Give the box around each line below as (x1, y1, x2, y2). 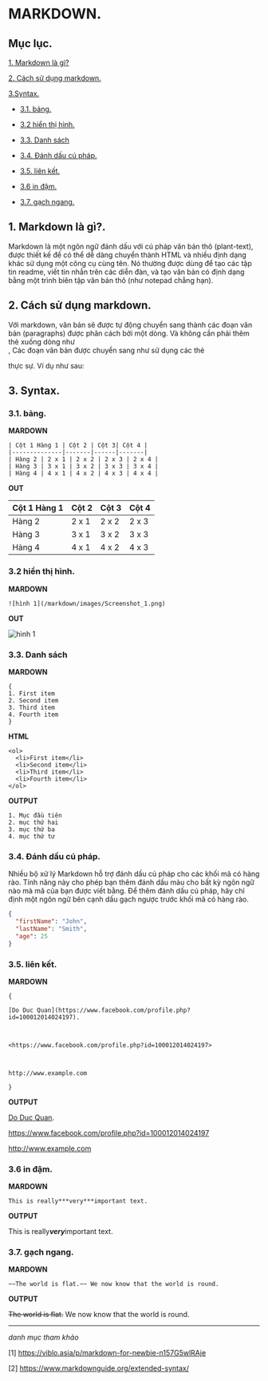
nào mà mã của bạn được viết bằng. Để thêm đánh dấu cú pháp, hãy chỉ (8, 886, 245, 896)
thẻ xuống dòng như (8, 336, 76, 346)
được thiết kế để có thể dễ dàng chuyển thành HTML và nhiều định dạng (8, 249, 247, 260)
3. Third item (8, 703, 56, 711)
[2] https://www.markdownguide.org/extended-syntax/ (8, 1363, 190, 1373)
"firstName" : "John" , (15, 917, 88, 925)
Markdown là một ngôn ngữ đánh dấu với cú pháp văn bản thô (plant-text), (8, 241, 254, 251)
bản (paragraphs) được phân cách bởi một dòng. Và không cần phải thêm (8, 328, 250, 338)
